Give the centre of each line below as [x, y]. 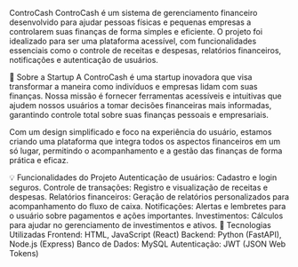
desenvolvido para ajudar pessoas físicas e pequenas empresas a [130, 22]
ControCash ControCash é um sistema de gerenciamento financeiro [133, 13]
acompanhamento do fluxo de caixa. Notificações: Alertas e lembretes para [148, 206]
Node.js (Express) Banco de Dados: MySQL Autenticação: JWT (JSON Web [148, 244]
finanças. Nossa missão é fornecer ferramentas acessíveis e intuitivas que [145, 96]
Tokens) [24, 253]
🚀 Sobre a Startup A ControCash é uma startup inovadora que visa [131, 77]
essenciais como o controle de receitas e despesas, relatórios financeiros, [145, 51]
